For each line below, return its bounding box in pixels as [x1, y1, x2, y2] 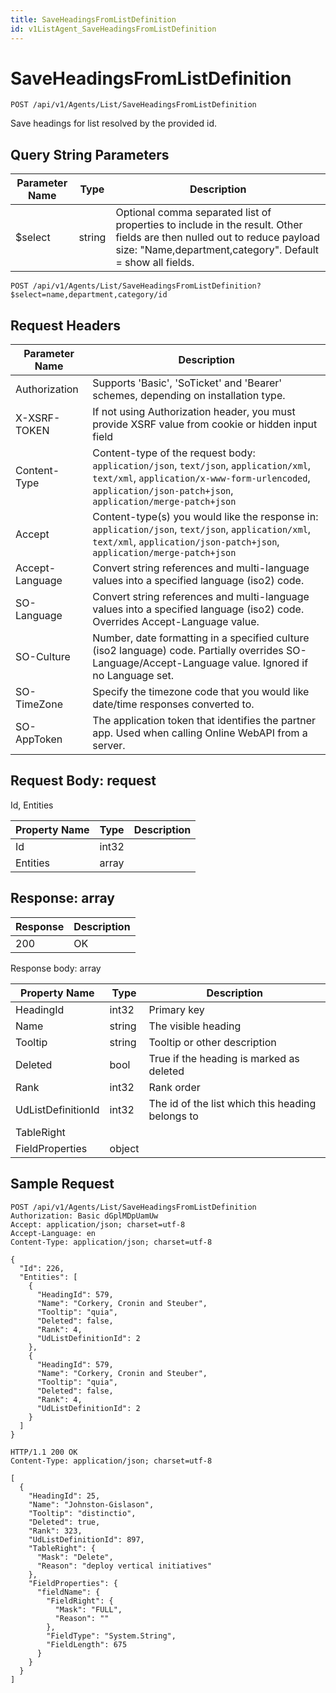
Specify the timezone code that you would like [92, 685, 310, 699]
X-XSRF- [15, 411, 61, 425]
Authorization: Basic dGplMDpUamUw [10, 1211, 159, 1221]
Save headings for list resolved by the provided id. [10, 117, 217, 130]
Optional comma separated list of [115, 206, 272, 220]
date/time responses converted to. [92, 697, 255, 711]
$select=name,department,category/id [10, 290, 168, 300]
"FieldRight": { [46, 1596, 114, 1606]
